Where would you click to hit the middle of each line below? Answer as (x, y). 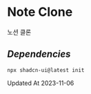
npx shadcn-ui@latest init (46, 70)
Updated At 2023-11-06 (41, 83)
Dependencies (39, 54)
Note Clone (40, 12)
